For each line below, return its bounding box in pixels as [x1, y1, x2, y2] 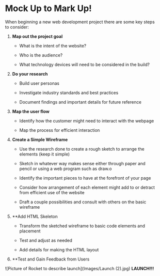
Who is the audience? [19, 52, 63, 58]
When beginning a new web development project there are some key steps [5, 19, 155, 25]
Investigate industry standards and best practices [19, 90, 119, 95]
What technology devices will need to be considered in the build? [19, 61, 150, 67]
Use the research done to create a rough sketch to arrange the [19, 146, 144, 152]
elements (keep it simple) [19, 151, 70, 157]
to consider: [5, 24, 29, 30]
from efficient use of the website [19, 189, 85, 195]
